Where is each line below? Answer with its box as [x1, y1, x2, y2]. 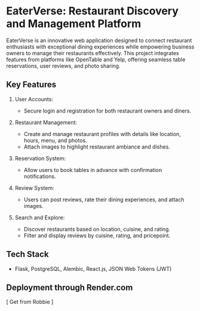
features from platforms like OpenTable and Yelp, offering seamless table [6, 56, 186, 63]
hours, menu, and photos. [23, 137, 88, 144]
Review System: [14, 184, 55, 191]
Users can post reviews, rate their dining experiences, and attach [23, 196, 184, 203]
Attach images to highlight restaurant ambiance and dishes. [23, 143, 170, 150]
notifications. [23, 173, 56, 180]
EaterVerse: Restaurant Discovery [6, 4, 179, 18]
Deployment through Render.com [6, 282, 133, 292]
